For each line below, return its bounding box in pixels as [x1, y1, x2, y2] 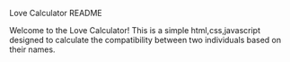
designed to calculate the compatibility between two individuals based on [9, 35, 282, 45]
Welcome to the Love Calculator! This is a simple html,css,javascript [9, 25, 260, 35]
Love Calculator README [9, 8, 103, 18]
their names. [9, 44, 56, 55]
